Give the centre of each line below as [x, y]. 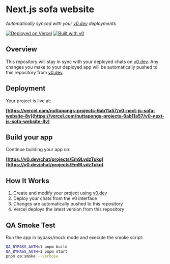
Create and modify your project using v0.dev [60, 193]
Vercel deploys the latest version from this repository [69, 209]
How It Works [28, 181]
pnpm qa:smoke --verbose [32, 256]
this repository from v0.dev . [35, 72]
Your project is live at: [29, 101]
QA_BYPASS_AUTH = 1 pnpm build [37, 247]
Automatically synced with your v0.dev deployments [61, 23]
